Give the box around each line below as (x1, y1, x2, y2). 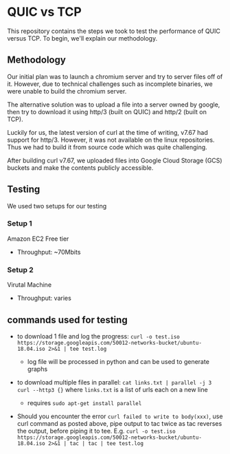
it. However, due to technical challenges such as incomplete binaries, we (7, 80, 213, 88)
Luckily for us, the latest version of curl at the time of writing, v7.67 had (7, 128, 208, 136)
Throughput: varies (16, 294, 72, 303)
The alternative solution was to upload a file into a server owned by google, (7, 100, 220, 109)
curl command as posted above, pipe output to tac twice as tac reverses (16, 419, 222, 427)
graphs (27, 365, 48, 373)
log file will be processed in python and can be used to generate (27, 357, 209, 365)
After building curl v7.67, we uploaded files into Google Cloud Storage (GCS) (7, 156, 222, 164)
